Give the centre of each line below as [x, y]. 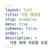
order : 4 [14, 33]
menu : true [17, 24]
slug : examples [21, 19]
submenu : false [21, 29]
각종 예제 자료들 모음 [29, 43]
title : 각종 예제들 [23, 15]
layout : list [19, 10]
